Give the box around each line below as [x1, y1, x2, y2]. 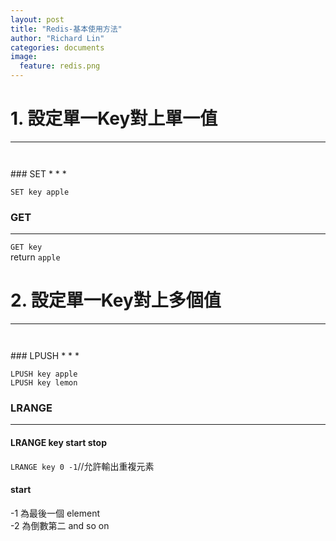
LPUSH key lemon [10, 378, 78, 388]
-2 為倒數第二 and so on [10, 519, 110, 531]
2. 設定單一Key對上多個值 [10, 289, 222, 312]
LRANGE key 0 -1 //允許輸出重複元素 [10, 460, 155, 472]
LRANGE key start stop [10, 437, 108, 449]
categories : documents [10, 42, 105, 53]
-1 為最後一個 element [10, 507, 101, 519]
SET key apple [10, 187, 70, 197]
